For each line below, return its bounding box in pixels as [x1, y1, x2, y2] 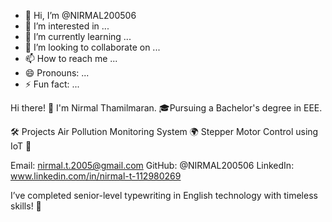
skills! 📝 [10, 200, 42, 212]
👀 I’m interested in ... [24, 20, 110, 32]
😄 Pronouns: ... [24, 67, 90, 79]
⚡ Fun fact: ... [24, 78, 80, 90]
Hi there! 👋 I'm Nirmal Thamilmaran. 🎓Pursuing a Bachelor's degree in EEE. [10, 102, 323, 114]
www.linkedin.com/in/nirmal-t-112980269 [10, 170, 182, 182]
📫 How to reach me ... [24, 53, 118, 64]
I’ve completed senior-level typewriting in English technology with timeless [10, 190, 318, 201]
